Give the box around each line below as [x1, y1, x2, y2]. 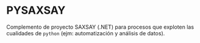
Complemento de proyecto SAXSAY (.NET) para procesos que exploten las [6, 23, 194, 30]
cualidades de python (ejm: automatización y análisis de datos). [6, 29, 165, 36]
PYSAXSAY [6, 4, 66, 17]
